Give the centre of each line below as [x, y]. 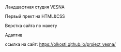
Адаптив [14, 35]
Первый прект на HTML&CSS [35, 16]
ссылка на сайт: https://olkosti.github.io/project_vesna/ [60, 44]
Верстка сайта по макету [31, 26]
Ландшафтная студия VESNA [35, 7]
